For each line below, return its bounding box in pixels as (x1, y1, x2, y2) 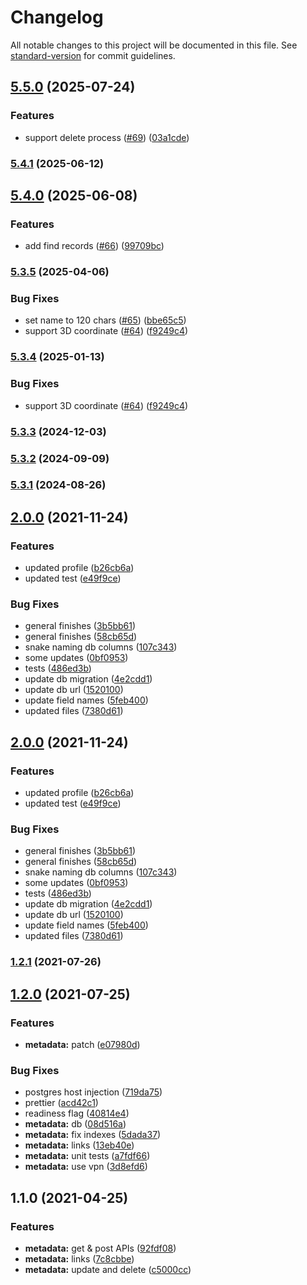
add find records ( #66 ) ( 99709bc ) (24, 240, 165, 252)
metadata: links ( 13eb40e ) (24, 1139, 135, 1151)
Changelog (10, 6, 104, 29)
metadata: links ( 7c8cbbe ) (24, 1253, 135, 1265)
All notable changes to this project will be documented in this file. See (10, 39, 298, 51)
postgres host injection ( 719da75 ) (24, 1086, 163, 1098)
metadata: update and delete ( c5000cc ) (24, 1264, 192, 1275)
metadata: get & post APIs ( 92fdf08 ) (24, 1242, 177, 1254)
